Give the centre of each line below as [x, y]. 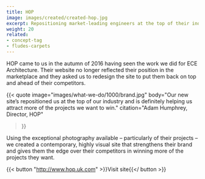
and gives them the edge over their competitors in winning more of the [95, 151]
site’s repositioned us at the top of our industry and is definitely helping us [99, 101]
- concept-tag [24, 40]
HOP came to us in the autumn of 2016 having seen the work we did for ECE [102, 63]
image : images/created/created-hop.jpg [57, 18]
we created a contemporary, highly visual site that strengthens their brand [99, 144]
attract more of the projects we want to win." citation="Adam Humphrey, [97, 108]
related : [17, 35]
